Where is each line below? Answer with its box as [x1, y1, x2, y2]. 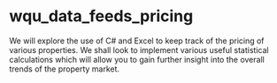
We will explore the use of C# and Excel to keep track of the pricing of [9, 35, 265, 46]
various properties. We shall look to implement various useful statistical [9, 44, 269, 55]
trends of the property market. [9, 64, 120, 74]
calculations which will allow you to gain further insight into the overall [9, 54, 265, 64]
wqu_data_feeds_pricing [9, 6, 194, 26]
